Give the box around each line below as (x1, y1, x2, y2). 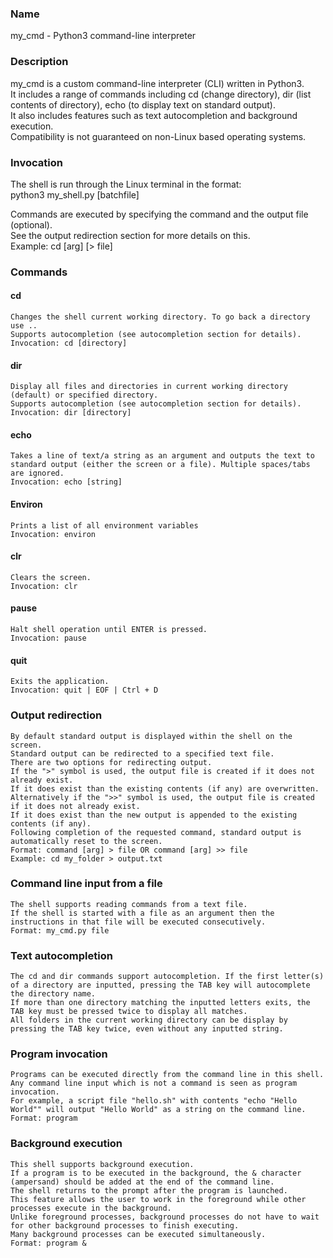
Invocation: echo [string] (10, 477, 123, 487)
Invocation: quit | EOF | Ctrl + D (10, 685, 159, 696)
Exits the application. (10, 677, 110, 687)
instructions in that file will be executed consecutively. (10, 917, 267, 927)
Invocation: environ (10, 529, 97, 539)
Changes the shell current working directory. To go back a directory (10, 312, 311, 322)
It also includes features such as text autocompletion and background (10, 109, 298, 121)
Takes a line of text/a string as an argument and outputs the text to (10, 451, 315, 461)
